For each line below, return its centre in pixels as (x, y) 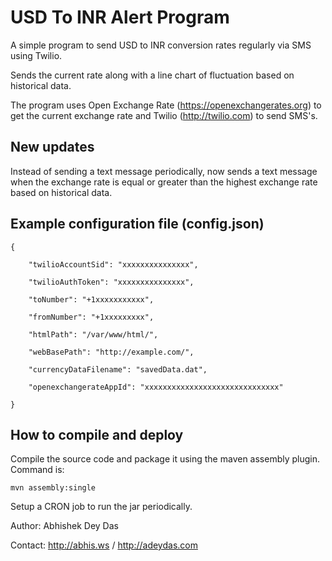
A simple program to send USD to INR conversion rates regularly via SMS (161, 45)
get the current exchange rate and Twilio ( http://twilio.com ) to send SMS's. (164, 115)
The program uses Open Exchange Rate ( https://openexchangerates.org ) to (166, 105)
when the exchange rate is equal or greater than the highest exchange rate (164, 182)
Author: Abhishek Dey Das (64, 526)
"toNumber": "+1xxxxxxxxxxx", (91, 299)
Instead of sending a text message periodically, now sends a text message (164, 171)
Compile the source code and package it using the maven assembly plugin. (165, 459)
